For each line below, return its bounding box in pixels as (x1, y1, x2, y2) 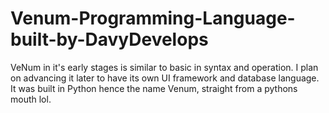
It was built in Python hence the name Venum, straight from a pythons (10, 82, 298, 94)
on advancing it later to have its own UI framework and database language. (10, 72, 320, 84)
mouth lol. (10, 93, 52, 105)
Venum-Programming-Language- (10, 7, 296, 30)
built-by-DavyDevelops (10, 28, 209, 51)
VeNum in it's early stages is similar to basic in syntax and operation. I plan (10, 61, 319, 73)
